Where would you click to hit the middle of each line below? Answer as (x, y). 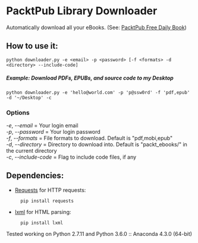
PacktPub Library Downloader (82, 11)
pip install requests (47, 201)
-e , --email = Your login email (42, 125)
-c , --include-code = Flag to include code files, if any (71, 157)
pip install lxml (42, 223)
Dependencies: (35, 176)
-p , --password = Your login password (54, 132)
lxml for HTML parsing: (43, 212)
